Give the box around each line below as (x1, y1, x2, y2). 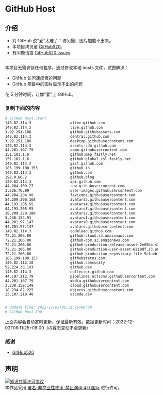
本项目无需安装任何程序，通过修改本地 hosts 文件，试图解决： (5, 65, 129, 70)
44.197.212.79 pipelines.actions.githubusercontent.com (5, 274, 155, 279)
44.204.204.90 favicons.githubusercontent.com (5, 193, 136, 197)
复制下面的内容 (5, 104, 40, 111)
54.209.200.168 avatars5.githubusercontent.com (5, 197, 136, 202)
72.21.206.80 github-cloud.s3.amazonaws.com (5, 233, 133, 238)
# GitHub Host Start (5, 116, 47, 121)
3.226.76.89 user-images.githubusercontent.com (5, 188, 142, 193)
